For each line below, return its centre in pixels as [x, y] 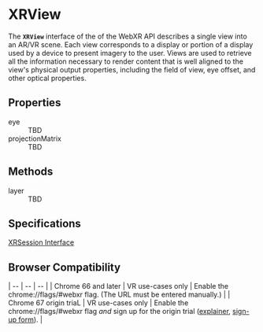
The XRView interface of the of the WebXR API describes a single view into [128, 36]
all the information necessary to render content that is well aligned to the [126, 61]
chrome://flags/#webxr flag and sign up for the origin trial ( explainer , [119, 312]
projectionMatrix [35, 138]
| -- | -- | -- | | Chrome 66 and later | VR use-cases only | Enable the [119, 286]
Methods [31, 172]
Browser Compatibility [64, 267]
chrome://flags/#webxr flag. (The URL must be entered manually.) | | [119, 295]
